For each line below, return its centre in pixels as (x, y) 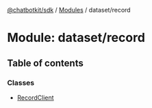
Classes (21, 83)
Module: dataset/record (76, 38)
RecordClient (35, 97)
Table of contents (45, 63)
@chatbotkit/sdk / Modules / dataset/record (69, 10)
